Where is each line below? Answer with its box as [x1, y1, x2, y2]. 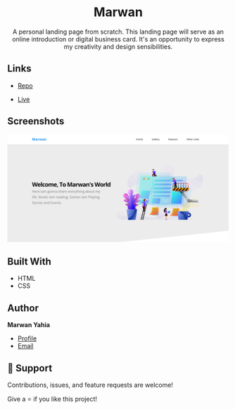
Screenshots [7, 115, 65, 127]
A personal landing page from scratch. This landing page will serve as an [13, 27, 224, 36]
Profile [17, 334, 37, 343]
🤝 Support [7, 362, 53, 374]
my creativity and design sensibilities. [63, 42, 173, 51]
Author [7, 302, 39, 314]
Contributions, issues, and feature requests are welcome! [7, 381, 174, 390]
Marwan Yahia [7, 321, 51, 329]
